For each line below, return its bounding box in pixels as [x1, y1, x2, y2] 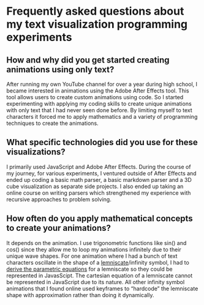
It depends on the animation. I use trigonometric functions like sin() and [6, 239, 187, 246]
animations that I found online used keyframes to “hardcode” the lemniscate [6, 285, 198, 292]
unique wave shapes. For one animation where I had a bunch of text [6, 252, 178, 260]
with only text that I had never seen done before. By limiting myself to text [6, 107, 193, 114]
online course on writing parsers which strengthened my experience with [6, 189, 191, 197]
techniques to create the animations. [6, 119, 99, 127]
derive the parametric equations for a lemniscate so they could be [6, 265, 173, 273]
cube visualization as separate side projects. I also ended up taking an [6, 183, 184, 190]
